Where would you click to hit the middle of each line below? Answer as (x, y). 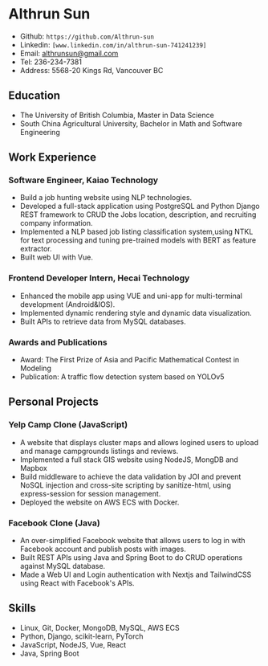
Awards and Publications (58, 342)
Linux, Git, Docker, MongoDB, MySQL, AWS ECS (99, 627)
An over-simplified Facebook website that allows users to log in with (133, 541)
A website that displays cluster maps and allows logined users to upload (139, 442)
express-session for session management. (90, 493)
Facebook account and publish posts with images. (103, 549)
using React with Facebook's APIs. (77, 583)
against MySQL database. (63, 566)
